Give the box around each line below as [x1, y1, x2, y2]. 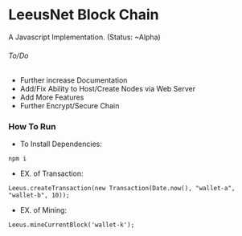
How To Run [8, 121, 56, 132]
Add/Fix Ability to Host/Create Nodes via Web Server [19, 84, 195, 94]
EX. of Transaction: [19, 169, 84, 178]
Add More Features [19, 92, 84, 102]
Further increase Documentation [19, 75, 128, 85]
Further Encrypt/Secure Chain [19, 101, 120, 111]
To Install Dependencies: [19, 139, 102, 149]
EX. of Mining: [19, 205, 67, 215]
